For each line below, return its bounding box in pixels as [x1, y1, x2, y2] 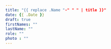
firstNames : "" [5, 21, 38, 27]
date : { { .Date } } [5, 12, 45, 17]
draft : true [5, 17, 31, 22]
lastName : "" [5, 27, 33, 32]
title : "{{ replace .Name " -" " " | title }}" [5, 7, 106, 13]
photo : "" [5, 36, 29, 41]
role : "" [5, 31, 24, 36]
